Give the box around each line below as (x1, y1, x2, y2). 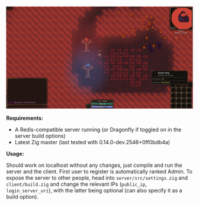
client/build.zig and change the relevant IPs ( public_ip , (6, 180, 147, 188)
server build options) (14, 132, 66, 140)
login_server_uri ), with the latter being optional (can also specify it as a (6, 187, 182, 194)
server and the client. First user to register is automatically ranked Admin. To (6, 168, 192, 175)
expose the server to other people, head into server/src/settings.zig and (6, 175, 188, 182)
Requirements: (6, 115, 43, 122)
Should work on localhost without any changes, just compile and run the (6, 161, 182, 169)
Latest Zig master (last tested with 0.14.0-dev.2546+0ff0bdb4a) (14, 139, 171, 146)
